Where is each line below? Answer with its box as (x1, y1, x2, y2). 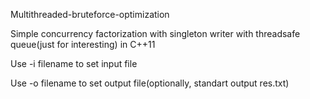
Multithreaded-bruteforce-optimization (10, 9, 170, 20)
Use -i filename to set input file (10, 58, 138, 69)
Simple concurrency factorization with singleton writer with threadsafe (10, 28, 301, 39)
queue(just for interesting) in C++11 (10, 39, 156, 50)
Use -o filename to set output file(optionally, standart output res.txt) (10, 77, 290, 89)
